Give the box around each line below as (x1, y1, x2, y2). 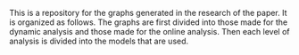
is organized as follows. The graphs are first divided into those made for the (9, 17, 288, 27)
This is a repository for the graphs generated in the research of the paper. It (9, 8, 287, 18)
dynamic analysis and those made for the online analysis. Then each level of (9, 27, 290, 36)
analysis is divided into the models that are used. (9, 35, 189, 46)
